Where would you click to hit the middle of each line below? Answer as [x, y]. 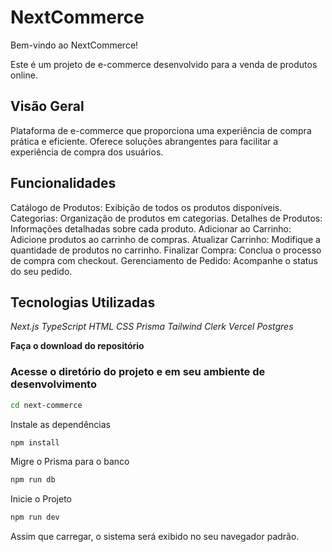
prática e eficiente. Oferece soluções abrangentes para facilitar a [144, 141]
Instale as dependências [60, 424]
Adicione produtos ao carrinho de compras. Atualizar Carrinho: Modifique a [165, 239]
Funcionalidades [63, 183]
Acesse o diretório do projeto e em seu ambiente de [138, 372]
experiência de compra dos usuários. [87, 152]
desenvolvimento [53, 384]
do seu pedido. [41, 271]
